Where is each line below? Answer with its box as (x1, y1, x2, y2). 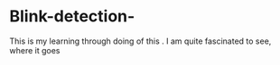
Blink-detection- (9, 6, 135, 27)
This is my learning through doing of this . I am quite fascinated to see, (9, 36, 272, 46)
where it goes (9, 45, 61, 55)
